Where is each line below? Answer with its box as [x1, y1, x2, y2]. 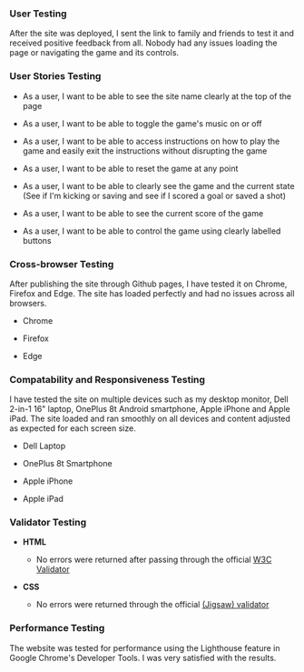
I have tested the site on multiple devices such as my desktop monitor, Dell [9, 394, 289, 405]
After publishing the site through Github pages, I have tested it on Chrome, [9, 278, 288, 289]
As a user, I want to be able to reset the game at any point [22, 163, 239, 174]
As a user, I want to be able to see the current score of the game [22, 207, 264, 218]
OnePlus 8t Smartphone [22, 458, 113, 469]
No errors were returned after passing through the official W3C [35, 554, 272, 566]
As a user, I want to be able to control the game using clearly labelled [22, 226, 281, 236]
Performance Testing [9, 622, 105, 635]
